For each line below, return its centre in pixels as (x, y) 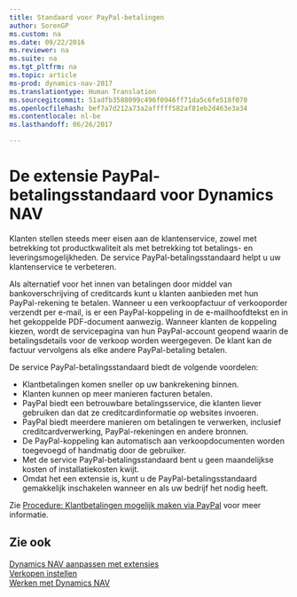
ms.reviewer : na (39, 51)
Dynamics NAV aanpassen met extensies (84, 563)
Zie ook (30, 542)
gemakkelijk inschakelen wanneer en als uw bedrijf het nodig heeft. (145, 488)
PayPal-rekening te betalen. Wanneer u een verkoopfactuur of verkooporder (148, 302)
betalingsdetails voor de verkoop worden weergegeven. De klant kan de (141, 340)
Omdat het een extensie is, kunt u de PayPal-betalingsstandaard (139, 478)
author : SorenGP (39, 26)
